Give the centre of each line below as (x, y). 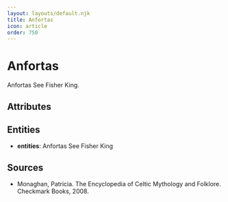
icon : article (27, 26)
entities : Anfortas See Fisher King (65, 146)
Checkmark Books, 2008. (53, 191)
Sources (25, 168)
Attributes (29, 106)
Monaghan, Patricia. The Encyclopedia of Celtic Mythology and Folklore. (119, 184)
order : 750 (23, 32)
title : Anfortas (30, 20)
